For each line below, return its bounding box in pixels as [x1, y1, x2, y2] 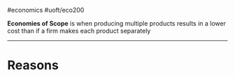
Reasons [7, 58, 59, 74]
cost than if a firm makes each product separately [7, 27, 151, 35]
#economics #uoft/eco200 [7, 6, 85, 14]
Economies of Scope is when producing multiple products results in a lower [7, 19, 226, 27]
